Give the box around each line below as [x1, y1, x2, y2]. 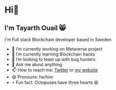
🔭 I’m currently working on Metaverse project [11, 46, 103, 52]
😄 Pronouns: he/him [11, 74, 53, 80]
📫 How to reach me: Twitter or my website [11, 67, 98, 72]
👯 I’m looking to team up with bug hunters [11, 56, 96, 62]
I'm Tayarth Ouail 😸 [4, 24, 66, 32]
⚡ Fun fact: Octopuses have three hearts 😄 [11, 80, 98, 85]
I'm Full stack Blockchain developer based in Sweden [4, 36, 112, 42]
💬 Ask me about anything [11, 62, 62, 67]
